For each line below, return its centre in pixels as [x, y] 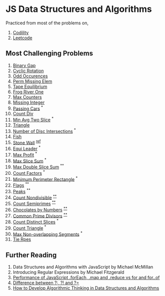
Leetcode [23, 38]
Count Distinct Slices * [36, 221]
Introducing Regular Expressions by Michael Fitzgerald [68, 272]
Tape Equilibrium [30, 86]
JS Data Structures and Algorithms [79, 9]
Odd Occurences [30, 76]
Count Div [23, 114]
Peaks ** [22, 191]
